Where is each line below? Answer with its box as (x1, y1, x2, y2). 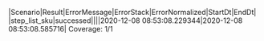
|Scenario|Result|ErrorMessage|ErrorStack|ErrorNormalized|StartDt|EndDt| (8, 8, 257, 17)
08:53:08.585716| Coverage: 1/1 (8, 24, 114, 33)
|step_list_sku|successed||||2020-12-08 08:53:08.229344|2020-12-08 (8, 16, 243, 25)
